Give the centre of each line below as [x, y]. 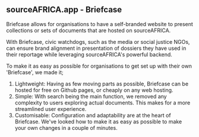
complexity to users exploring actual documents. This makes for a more [102, 103]
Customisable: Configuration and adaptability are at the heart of [93, 115]
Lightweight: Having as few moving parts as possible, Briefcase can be [102, 84]
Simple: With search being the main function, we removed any [91, 96]
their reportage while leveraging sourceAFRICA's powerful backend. [89, 54]
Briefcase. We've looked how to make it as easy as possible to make [98, 122]
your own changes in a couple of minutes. [66, 128]
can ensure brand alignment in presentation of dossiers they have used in [96, 48]
